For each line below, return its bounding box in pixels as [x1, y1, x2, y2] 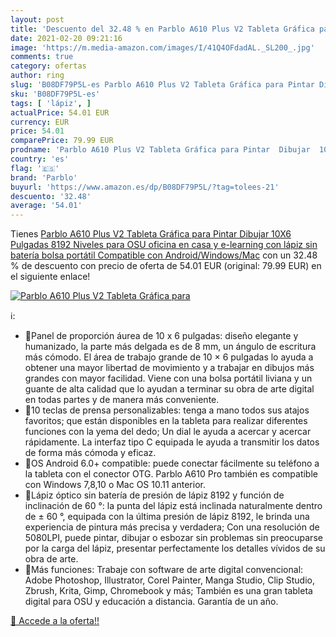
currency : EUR [10, 117, 70, 127]
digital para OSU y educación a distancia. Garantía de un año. [24, 596, 279, 608]
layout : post [10, 14, 65, 25]
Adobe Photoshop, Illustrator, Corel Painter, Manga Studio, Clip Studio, [24, 574, 315, 586]
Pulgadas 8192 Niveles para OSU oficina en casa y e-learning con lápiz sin [10, 239, 318, 251]
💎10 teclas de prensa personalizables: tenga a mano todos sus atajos [24, 404, 310, 416]
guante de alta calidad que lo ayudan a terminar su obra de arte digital [24, 383, 315, 395]
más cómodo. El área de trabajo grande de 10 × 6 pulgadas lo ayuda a [24, 351, 314, 363]
